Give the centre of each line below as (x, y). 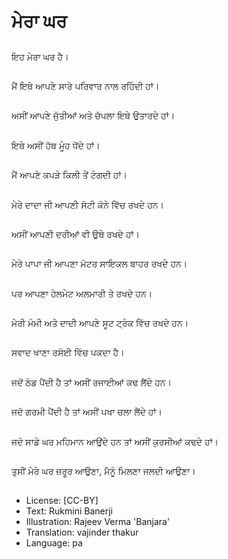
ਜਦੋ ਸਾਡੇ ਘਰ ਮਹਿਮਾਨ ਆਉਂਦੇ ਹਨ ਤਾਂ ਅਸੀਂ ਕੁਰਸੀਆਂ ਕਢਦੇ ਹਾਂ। (115, 441)
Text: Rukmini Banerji (69, 511)
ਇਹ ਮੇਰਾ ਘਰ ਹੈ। (40, 56)
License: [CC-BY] (62, 501)
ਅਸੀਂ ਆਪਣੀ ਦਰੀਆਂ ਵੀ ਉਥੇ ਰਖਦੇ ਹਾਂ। (76, 234)
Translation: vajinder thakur (82, 532)
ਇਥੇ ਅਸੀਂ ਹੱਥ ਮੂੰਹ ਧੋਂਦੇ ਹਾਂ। (56, 145)
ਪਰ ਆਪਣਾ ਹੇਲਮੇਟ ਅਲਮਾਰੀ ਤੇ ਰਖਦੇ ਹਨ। (82, 293)
